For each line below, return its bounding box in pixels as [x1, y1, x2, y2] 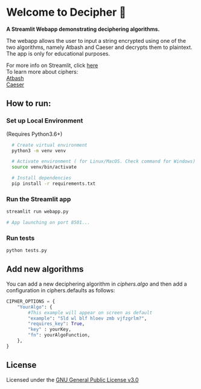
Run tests [6, 234, 35, 242]
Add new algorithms [6, 264, 84, 274]
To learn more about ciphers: [6, 68, 78, 75]
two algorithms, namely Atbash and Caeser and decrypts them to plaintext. [6, 43, 193, 51]
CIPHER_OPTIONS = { [6, 298, 56, 304]
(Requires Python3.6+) [6, 130, 63, 138]
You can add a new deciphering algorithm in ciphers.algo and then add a [6, 280, 187, 288]
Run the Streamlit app [6, 194, 71, 203]
